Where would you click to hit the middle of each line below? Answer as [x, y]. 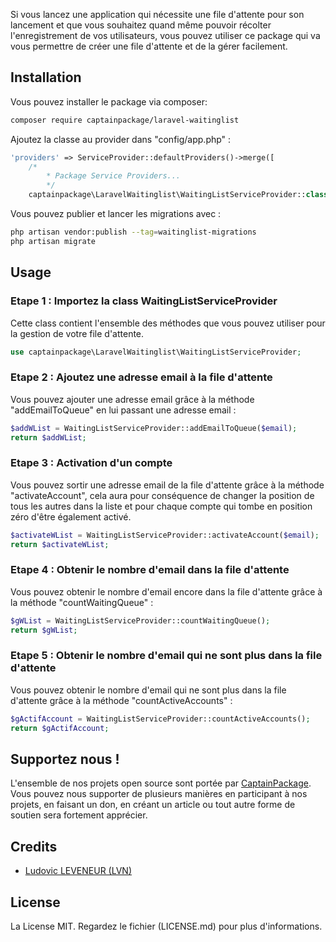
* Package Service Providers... [114, 176]
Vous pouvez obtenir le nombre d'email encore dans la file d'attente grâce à [166, 591]
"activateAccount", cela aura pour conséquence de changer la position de [162, 495]
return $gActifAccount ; [60, 728]
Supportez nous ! [65, 759]
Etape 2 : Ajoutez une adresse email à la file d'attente [141, 377]
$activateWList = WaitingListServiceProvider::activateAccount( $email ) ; [165, 535]
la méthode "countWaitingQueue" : [82, 602]
